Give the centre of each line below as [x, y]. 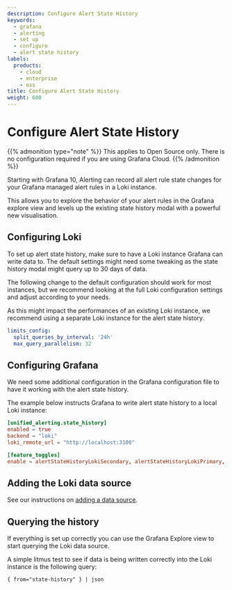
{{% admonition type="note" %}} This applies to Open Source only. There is [116, 151]
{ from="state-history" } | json [56, 580]
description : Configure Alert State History [73, 14]
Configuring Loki [44, 237]
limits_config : [29, 330]
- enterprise [39, 78]
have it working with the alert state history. [68, 390]
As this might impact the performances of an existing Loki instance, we [109, 310]
